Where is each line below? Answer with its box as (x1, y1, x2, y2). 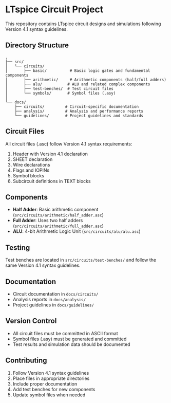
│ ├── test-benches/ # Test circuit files (5, 86, 114, 91)
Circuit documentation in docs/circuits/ (12, 291, 99, 297)
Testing (5, 243, 30, 252)
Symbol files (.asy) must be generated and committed (12, 336, 127, 342)
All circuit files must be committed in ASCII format (12, 330, 118, 336)
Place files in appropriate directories (12, 375, 90, 381)
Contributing (5, 356, 47, 365)
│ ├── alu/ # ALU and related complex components (5, 81, 150, 87)
